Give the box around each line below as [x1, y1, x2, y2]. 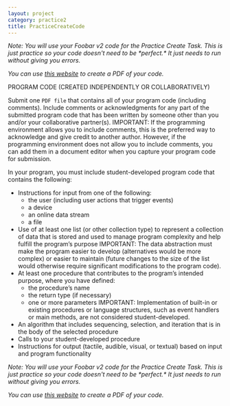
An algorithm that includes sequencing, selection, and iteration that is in [17, 321, 221, 329]
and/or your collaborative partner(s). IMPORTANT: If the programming [8, 118, 205, 127]
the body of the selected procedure [17, 328, 119, 336]
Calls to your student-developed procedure [17, 335, 140, 343]
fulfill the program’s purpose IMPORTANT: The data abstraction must [17, 240, 212, 248]
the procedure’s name [27, 284, 90, 292]
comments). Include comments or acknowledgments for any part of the [8, 104, 210, 112]
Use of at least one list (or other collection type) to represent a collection [17, 225, 224, 234]
